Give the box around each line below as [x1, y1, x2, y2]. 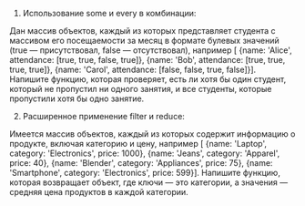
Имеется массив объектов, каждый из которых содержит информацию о [9, 129, 296, 139]
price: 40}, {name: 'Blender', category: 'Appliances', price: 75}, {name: [9, 158, 273, 168]
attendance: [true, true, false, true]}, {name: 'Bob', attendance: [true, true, [9, 55, 286, 65]
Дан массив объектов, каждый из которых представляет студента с [9, 26, 276, 36]
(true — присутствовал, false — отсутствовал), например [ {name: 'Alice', [9, 45, 293, 56]
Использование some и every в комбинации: [22, 8, 197, 18]
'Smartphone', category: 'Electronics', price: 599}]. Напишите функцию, [9, 168, 280, 178]
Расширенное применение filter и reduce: [22, 111, 185, 121]
